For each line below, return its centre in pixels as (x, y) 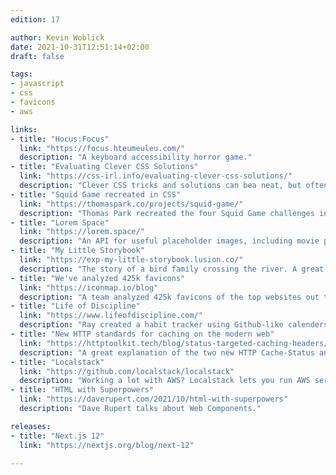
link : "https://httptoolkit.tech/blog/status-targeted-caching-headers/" (176, 343)
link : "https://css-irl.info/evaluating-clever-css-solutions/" (156, 176)
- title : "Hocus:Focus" (60, 139)
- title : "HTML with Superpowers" (82, 390)
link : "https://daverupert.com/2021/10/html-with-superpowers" (153, 399)
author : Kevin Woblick (57, 37)
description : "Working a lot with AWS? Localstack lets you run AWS (165, 381)
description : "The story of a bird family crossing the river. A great (172, 269)
